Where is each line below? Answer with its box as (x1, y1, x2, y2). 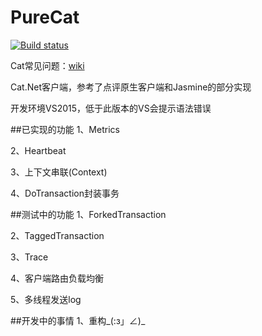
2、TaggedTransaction (10, 229, 105, 241)
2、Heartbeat (10, 144, 67, 156)
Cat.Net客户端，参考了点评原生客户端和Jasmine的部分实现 (10, 81, 252, 93)
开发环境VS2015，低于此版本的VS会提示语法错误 (10, 102, 212, 114)
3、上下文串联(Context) (10, 166, 108, 178)
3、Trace (10, 251, 49, 263)
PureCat (10, 6, 80, 29)
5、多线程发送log (10, 293, 82, 305)
